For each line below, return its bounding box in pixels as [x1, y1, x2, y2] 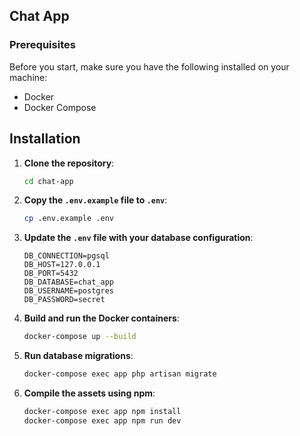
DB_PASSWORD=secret [23, 295, 106, 305]
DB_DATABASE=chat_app [23, 277, 114, 288]
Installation [9, 130, 81, 148]
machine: [9, 71, 48, 83]
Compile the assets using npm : [23, 387, 156, 399]
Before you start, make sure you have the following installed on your [9, 60, 290, 73]
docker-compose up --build [23, 332, 137, 342]
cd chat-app [23, 176, 74, 186]
